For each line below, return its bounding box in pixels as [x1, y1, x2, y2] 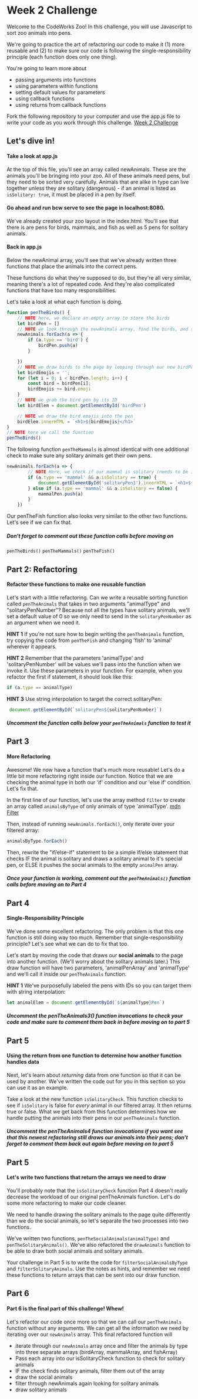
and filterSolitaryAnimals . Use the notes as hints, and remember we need [6, 1265, 190, 1272]
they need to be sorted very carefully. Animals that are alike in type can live [6, 178, 189, 185]
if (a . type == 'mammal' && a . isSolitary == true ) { [28, 474, 157, 480]
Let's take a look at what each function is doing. [6, 298, 123, 305]
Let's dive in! [6, 136, 55, 146]
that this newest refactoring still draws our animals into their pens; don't [6, 1134, 189, 1141]
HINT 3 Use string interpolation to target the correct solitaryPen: [6, 695, 162, 702]
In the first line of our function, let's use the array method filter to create [6, 796, 186, 803]
